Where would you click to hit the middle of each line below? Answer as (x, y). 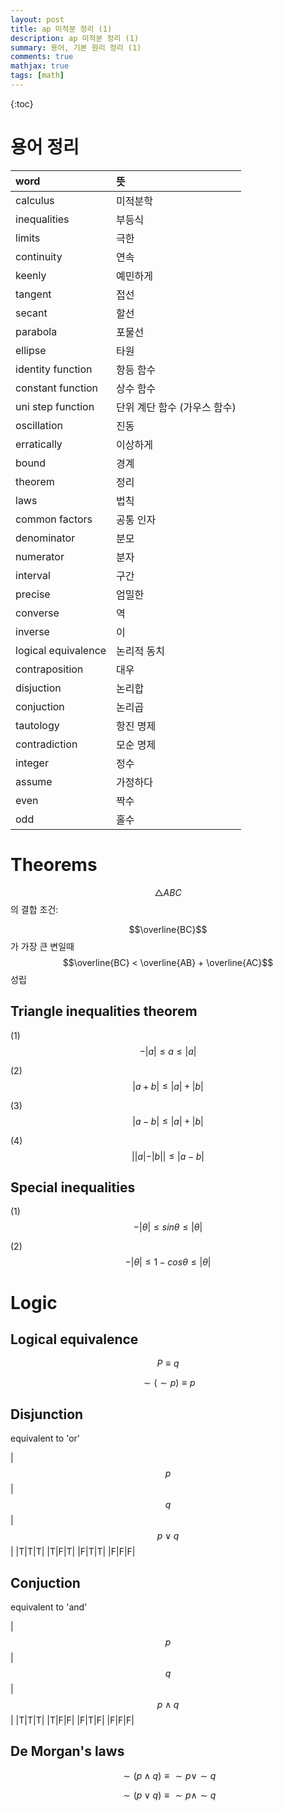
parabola (36, 331)
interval (33, 575)
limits (28, 238)
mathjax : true (40, 66)
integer (32, 763)
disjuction (38, 688)
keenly (31, 275)
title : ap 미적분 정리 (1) (61, 29)
